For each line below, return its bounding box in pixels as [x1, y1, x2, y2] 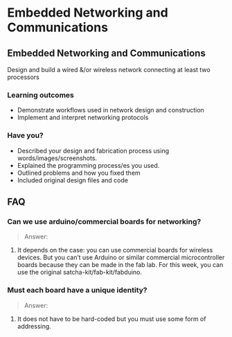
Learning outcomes [7, 90, 74, 100]
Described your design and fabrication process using [17, 146, 170, 155]
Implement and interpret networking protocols [17, 113, 149, 122]
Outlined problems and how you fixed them [17, 168, 141, 177]
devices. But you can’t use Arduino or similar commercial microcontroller [17, 253, 225, 261]
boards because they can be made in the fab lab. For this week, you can [17, 261, 224, 269]
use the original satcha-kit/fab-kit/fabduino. [17, 268, 142, 277]
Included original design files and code [17, 175, 128, 184]
